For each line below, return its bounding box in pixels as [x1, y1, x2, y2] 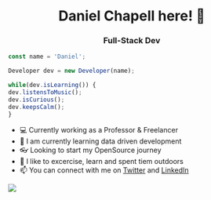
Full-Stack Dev [103, 35, 161, 46]
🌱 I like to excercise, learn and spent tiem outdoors [19, 156, 184, 165]
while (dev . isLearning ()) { [8, 82, 96, 89]
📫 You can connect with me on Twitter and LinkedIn [19, 165, 190, 175]
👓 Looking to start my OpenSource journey [19, 145, 162, 155]
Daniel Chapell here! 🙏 [58, 7, 206, 25]
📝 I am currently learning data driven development [19, 136, 182, 146]
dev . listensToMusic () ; [8, 89, 82, 96]
